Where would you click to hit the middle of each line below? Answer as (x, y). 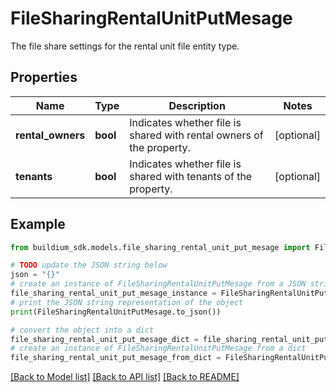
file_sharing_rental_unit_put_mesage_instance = (113, 293)
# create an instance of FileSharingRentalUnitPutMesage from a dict (158, 348)
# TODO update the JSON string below (89, 265)
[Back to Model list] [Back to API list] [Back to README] (125, 377)
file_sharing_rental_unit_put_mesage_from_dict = (116, 358)
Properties (44, 77)
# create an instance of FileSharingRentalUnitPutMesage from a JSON (158, 284)
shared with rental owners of (196, 135)
